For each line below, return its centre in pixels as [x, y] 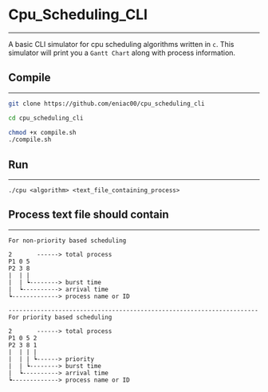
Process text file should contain [89, 215]
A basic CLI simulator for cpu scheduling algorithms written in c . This [121, 44]
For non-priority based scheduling [67, 241]
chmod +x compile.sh [43, 132]
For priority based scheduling [60, 317]
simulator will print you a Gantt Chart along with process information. [122, 53]
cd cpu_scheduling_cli [46, 118]
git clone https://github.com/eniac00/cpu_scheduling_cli [106, 104]
